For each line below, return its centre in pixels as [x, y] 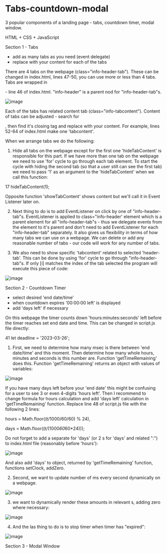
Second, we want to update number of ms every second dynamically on [86, 477]
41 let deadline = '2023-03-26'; [37, 338]
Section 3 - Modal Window [33, 546]
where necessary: [31, 507]
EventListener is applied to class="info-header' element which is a [94, 217]
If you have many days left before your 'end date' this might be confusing [81, 388]
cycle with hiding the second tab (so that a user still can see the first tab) [87, 166]
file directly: [17, 328]
